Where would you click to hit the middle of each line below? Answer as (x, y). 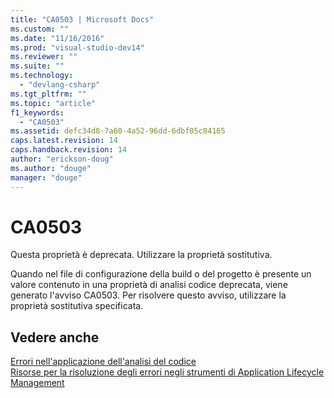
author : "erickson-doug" (62, 159)
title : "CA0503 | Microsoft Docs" (82, 19)
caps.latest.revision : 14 (64, 141)
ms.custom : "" (40, 29)
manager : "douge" (46, 177)
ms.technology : (42, 76)
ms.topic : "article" (53, 103)
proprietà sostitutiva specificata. (77, 306)
